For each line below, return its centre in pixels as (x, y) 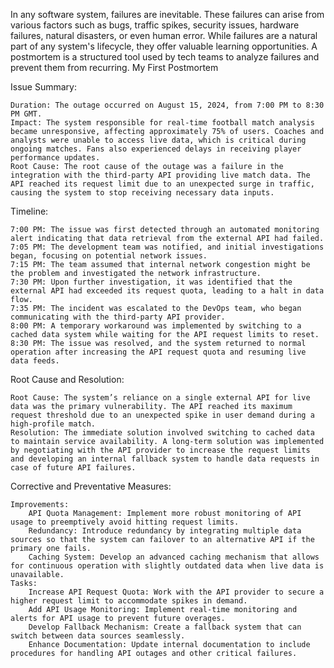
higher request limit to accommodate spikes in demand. (129, 601)
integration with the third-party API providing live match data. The (160, 175)
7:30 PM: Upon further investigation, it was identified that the (151, 282)
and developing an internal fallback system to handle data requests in (165, 459)
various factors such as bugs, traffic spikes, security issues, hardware (155, 25)
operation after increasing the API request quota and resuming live (158, 352)
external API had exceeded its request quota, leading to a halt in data (167, 291)
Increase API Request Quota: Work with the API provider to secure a (176, 592)
